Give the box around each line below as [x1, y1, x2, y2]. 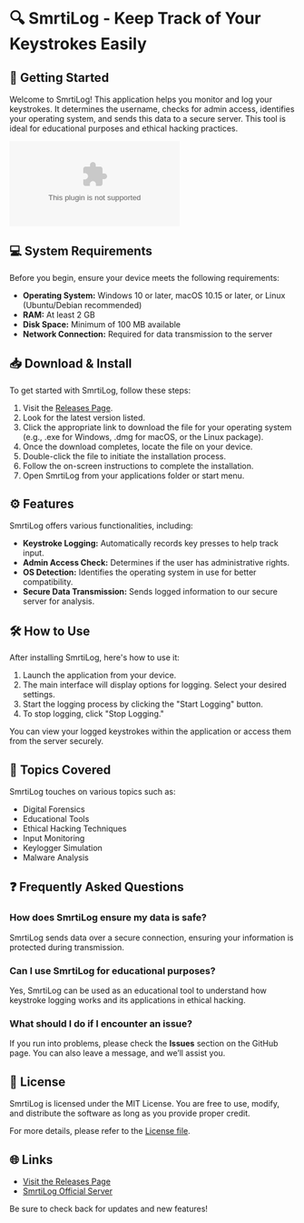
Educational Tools [22, 814, 90, 825]
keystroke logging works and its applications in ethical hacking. [9, 995, 247, 1006]
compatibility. [22, 576, 74, 587]
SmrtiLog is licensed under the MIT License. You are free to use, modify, [9, 1098, 279, 1109]
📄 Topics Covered [9, 762, 112, 777]
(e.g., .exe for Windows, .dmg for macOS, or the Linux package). [22, 431, 264, 442]
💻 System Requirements [9, 244, 152, 259]
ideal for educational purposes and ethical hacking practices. [9, 123, 239, 134]
